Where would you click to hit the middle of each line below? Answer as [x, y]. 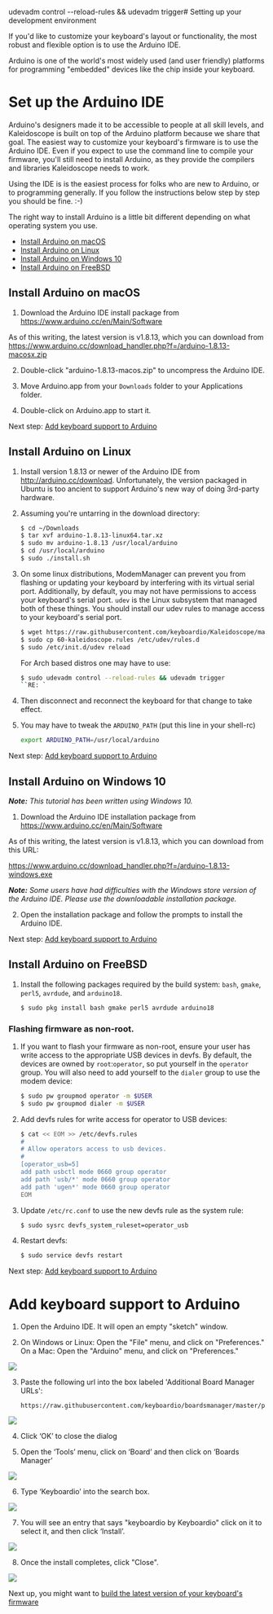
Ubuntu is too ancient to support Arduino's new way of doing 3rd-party [140, 489]
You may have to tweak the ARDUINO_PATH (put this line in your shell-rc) [138, 725]
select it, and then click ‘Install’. [73, 1532]
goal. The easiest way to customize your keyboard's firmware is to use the [134, 142]
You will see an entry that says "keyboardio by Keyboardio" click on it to [141, 1523]
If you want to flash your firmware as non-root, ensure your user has [135, 1046]
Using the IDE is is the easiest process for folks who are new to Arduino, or [134, 183]
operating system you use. [53, 225]
